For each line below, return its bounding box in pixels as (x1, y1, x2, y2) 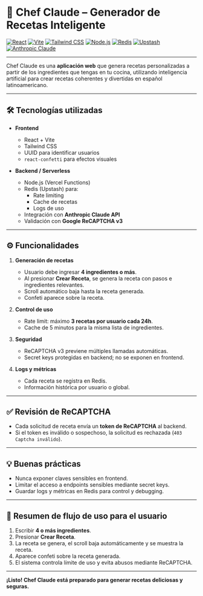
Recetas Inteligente (6, 18, 106, 32)
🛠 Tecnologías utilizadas (6, 105, 103, 115)
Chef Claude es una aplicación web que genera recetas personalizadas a (6, 62, 190, 69)
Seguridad (14, 335, 42, 343)
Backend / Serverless (14, 167, 71, 174)
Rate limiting (33, 192, 64, 199)
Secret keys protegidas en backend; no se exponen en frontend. (24, 354, 184, 361)
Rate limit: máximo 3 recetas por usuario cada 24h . (24, 317, 153, 325)
